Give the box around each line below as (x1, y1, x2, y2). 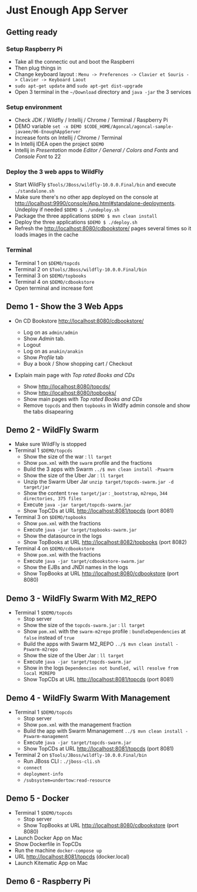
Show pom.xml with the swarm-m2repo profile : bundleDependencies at (23, 628, 186, 635)
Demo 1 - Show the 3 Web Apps (6, 301, 123, 311)
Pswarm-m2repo (23, 647, 58, 652)
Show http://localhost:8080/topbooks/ (23, 389, 116, 396)
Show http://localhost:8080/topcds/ (23, 383, 111, 390)
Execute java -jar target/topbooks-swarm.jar (23, 526, 137, 533)
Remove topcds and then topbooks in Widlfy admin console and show (23, 402, 191, 409)
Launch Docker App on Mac (14, 834, 83, 841)
